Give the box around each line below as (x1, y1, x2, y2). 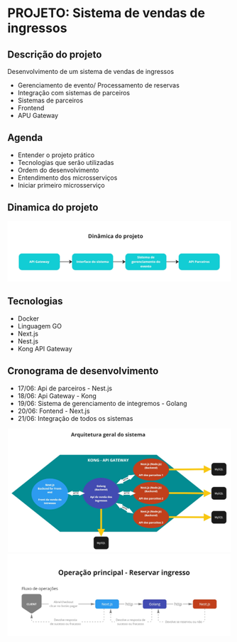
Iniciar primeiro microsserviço (17, 181, 105, 189)
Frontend (17, 104, 45, 112)
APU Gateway (17, 112, 59, 119)
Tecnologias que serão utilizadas (17, 158, 114, 166)
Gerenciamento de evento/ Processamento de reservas (17, 81, 180, 90)
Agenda (7, 132, 43, 144)
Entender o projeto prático (17, 151, 95, 159)
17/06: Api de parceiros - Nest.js (17, 384, 112, 392)
